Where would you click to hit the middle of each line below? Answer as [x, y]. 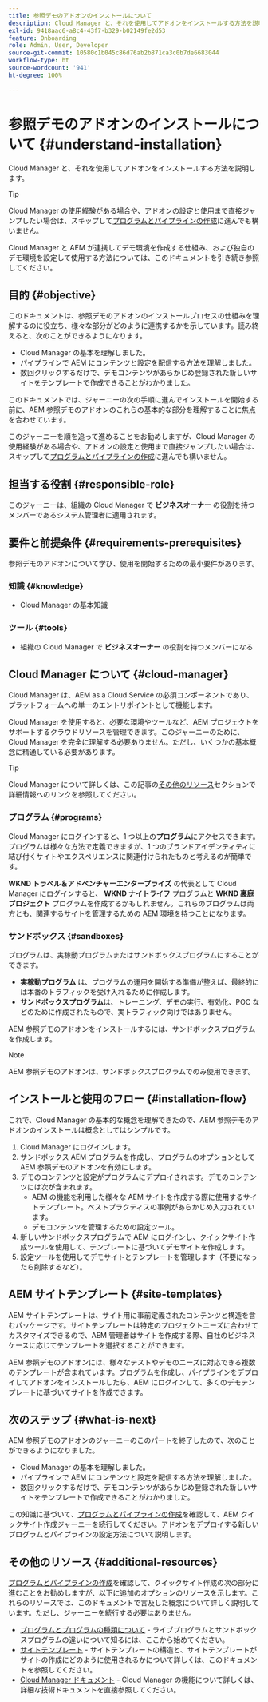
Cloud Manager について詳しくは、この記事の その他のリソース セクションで [132, 785]
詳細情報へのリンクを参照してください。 [75, 795]
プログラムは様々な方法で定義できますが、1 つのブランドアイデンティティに [132, 846]
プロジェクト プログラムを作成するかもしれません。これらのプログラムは [128, 903]
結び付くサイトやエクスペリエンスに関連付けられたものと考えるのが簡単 [126, 856]
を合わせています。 [39, 420]
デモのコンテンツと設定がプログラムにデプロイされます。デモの [124, 1177]
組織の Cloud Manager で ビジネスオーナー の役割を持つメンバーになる [136, 647]
